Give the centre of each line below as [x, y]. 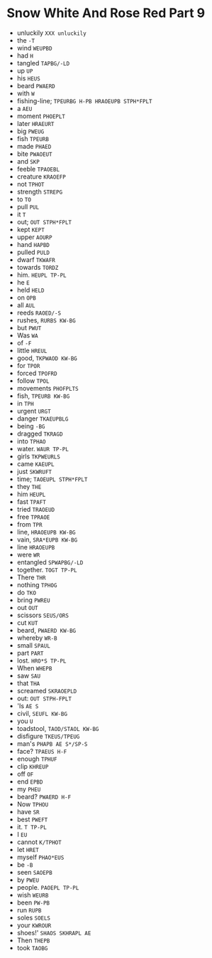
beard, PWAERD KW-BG [46, 630]
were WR [28, 554]
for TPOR [28, 365]
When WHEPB [34, 668]
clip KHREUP [33, 766]
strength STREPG [40, 191]
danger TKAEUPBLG [43, 419]
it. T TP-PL [32, 826]
